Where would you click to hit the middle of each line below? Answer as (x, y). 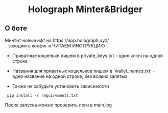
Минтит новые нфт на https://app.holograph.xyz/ (57, 40)
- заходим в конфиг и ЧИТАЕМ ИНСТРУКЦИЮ (55, 46)
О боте (16, 28)
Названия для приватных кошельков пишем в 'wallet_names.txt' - (83, 71)
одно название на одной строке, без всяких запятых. (70, 76)
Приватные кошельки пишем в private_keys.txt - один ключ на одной (88, 55)
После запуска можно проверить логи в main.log (58, 105)
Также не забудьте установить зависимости (61, 86)
